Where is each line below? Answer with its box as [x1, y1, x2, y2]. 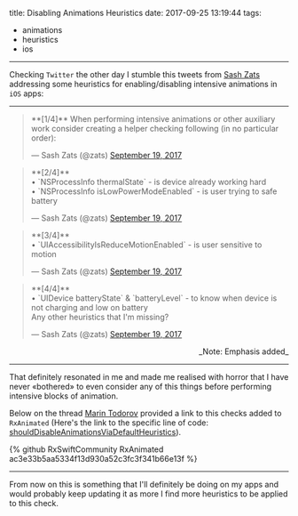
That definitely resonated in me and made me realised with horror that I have [9, 372, 289, 382]
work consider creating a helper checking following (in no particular [30, 124, 279, 133]
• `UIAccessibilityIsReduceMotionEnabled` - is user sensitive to [30, 239, 263, 250]
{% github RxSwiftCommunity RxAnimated [9, 444, 164, 455]
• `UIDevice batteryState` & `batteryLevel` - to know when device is [30, 293, 278, 303]
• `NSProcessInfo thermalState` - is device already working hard [30, 177, 267, 187]
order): [30, 133, 57, 143]
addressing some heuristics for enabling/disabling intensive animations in [9, 79, 278, 89]
